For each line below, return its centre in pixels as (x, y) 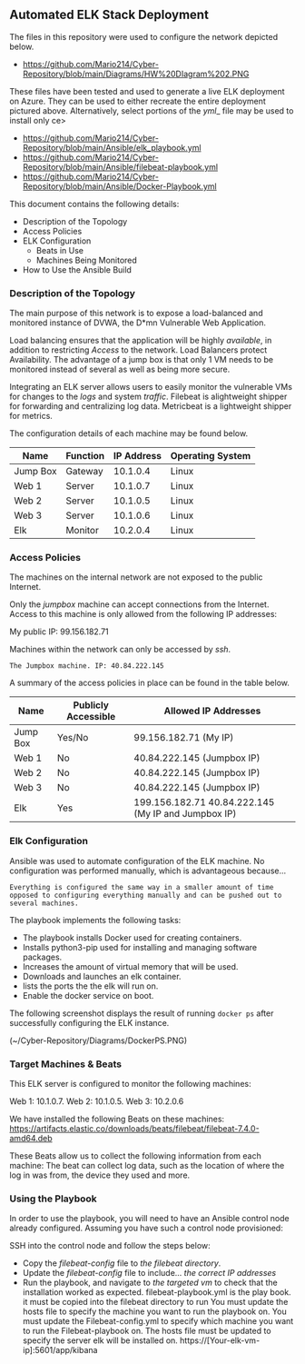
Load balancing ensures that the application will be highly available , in (141, 341)
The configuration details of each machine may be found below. (128, 433)
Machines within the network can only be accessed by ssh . (120, 650)
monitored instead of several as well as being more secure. (120, 369)
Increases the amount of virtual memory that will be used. (130, 966)
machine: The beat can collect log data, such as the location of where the (147, 1165)
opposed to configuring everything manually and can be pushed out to (146, 895)
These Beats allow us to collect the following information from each (135, 1156)
